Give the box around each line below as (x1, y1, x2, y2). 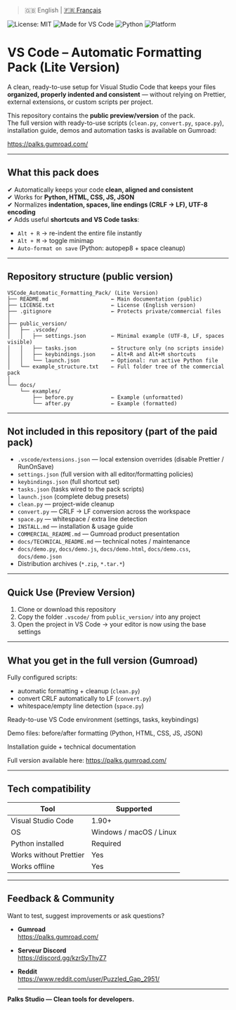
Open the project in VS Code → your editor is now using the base (17, 620, 206, 629)
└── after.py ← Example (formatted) (32, 400, 178, 407)
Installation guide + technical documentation (7, 742, 136, 751)
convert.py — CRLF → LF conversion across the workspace (17, 507, 191, 516)
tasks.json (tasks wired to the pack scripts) (17, 485, 145, 494)
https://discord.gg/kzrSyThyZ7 (17, 953, 107, 962)
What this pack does (7, 166, 100, 178)
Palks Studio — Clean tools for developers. (7, 995, 135, 1003)
